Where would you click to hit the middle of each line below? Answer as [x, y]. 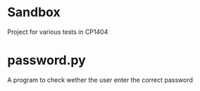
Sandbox [34, 12]
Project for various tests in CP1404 [58, 32]
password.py [46, 60]
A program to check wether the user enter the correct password [100, 80]
